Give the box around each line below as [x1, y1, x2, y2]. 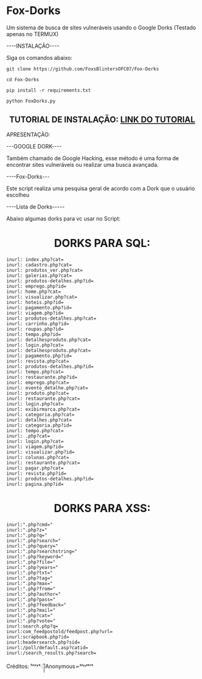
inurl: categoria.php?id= [6, 422, 72, 428]
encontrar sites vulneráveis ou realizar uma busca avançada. [6, 161, 159, 168]
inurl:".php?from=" [6, 585, 56, 592]
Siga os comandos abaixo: [6, 54, 73, 61]
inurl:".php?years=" [6, 564, 59, 570]
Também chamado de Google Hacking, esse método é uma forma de [6, 154, 179, 162]
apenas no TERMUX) [6, 30, 59, 37]
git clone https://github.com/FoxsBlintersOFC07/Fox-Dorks [6, 65, 159, 72]
